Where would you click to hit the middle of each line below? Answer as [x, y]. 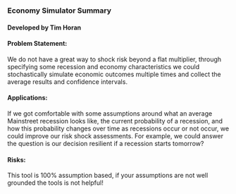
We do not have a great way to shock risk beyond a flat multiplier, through [114, 59]
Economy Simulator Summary [59, 11]
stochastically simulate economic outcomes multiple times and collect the [114, 74]
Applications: [27, 98]
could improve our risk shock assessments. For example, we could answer [116, 135]
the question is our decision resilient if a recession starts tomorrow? [106, 143]
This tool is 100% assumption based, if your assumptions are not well [108, 176]
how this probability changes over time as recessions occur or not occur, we [118, 128]
